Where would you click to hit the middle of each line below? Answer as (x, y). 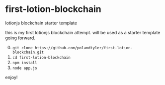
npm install (25, 63)
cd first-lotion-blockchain (41, 57)
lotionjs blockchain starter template (41, 23)
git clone (23, 48)
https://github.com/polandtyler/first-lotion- (84, 48)
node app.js (25, 68)
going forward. (20, 38)
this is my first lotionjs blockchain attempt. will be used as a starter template (83, 32)
